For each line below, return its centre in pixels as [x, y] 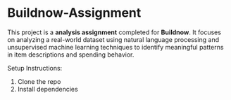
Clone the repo [39, 81]
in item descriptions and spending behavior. [71, 55]
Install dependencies [48, 89]
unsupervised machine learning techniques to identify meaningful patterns [115, 47]
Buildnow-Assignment [74, 13]
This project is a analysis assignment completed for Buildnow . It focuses [114, 32]
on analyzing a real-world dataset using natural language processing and [113, 39]
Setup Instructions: [35, 68]
